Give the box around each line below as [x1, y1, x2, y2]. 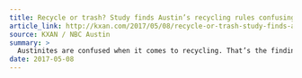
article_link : [9, 22, 63, 30]
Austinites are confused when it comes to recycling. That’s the [17, 47, 268, 56]
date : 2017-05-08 [9, 55, 75, 64]
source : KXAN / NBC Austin [9, 30, 111, 39]
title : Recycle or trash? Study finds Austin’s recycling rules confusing [9, 13, 296, 22]
